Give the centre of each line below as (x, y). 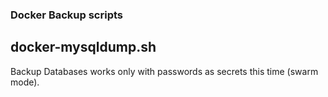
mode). (25, 82)
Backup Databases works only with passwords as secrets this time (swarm (164, 71)
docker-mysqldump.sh (83, 47)
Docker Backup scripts (66, 15)
